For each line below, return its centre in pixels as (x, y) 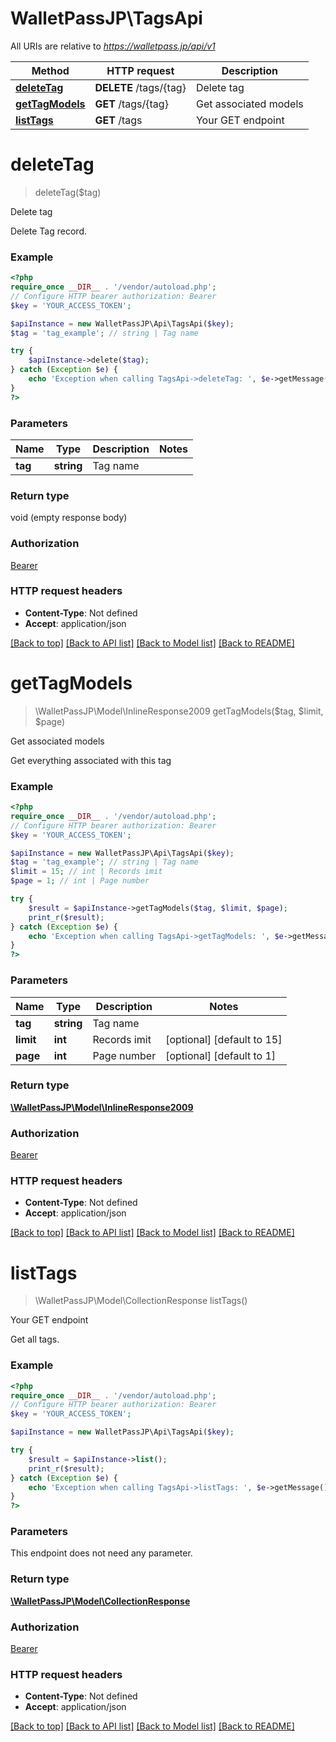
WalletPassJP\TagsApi (106, 18)
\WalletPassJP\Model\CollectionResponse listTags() (141, 1301)
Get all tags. (35, 1339)
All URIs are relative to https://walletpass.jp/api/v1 (113, 46)
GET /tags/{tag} (131, 104)
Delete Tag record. (48, 231)
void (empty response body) (69, 518)
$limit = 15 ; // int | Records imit (86, 872)
